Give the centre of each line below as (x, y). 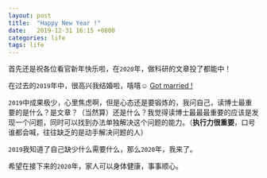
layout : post (30, 15)
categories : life (37, 38)
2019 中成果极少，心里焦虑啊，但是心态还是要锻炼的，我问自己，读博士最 (127, 103)
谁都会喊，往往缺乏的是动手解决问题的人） (78, 133)
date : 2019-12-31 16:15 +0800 (62, 30)
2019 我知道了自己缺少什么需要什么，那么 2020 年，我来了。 (103, 149)
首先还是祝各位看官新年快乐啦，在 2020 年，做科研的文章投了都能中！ (120, 69)
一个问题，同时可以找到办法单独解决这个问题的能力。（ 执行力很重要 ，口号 (135, 122)
